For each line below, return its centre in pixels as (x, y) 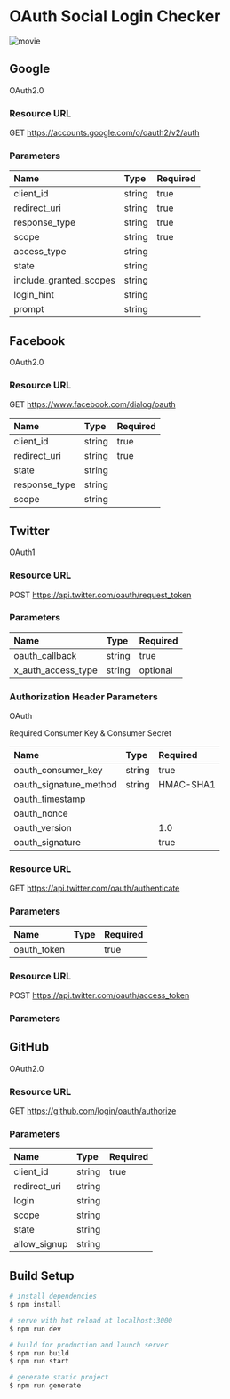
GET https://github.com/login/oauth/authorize (93, 1111)
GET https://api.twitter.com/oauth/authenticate (95, 888)
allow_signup (41, 1244)
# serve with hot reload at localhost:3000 (91, 1320)
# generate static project (59, 1378)
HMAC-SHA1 (187, 785)
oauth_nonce (41, 813)
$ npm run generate (45, 1386)
